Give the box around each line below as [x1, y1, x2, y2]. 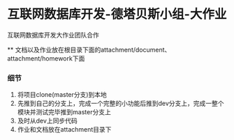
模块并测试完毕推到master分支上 [17, 108, 112, 116]
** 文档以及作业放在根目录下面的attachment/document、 [7, 45, 171, 54]
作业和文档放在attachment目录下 [17, 125, 112, 134]
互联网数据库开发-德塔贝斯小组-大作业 [7, 6, 227, 22]
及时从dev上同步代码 [17, 116, 78, 125]
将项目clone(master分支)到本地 [17, 91, 107, 99]
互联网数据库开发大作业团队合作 [7, 31, 99, 39]
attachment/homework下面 [7, 54, 85, 63]
